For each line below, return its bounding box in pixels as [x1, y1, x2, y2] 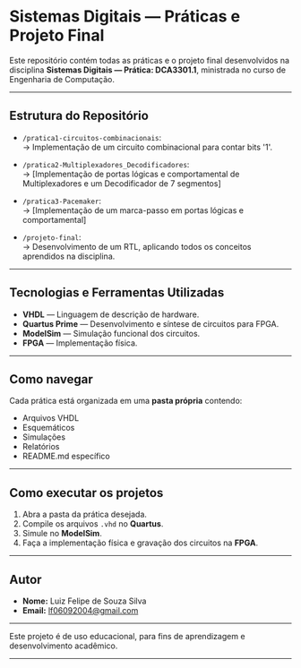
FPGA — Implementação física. [21, 338, 138, 348]
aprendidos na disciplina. [21, 251, 116, 261]
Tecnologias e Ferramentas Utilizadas [9, 285, 225, 301]
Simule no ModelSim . [21, 528, 103, 539]
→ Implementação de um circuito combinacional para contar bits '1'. [21, 141, 273, 152]
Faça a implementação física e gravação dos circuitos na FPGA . [21, 537, 258, 548]
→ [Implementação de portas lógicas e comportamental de [21, 168, 240, 179]
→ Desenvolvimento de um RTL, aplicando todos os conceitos [21, 241, 252, 252]
